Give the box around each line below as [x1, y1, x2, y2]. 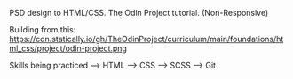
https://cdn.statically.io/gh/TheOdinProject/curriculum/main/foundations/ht [9, 34, 284, 44]
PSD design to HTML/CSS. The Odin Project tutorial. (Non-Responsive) [9, 8, 269, 18]
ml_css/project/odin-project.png [9, 43, 127, 54]
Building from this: [9, 25, 76, 34]
